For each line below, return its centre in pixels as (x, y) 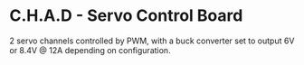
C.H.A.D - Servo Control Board (126, 16)
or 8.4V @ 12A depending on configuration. (90, 50)
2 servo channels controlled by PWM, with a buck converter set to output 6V (152, 41)
